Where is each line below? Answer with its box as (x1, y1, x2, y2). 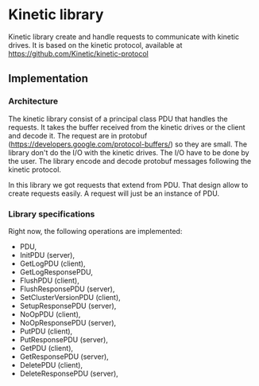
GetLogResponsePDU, (19, 267, 94, 276)
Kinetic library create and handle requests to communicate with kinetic (8, 32, 240, 41)
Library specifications (8, 209, 95, 220)
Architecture (8, 96, 59, 107)
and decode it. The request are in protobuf (8, 131, 148, 140)
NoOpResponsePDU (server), (19, 318, 117, 327)
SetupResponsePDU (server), (19, 301, 117, 310)
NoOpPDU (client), (19, 309, 81, 319)
